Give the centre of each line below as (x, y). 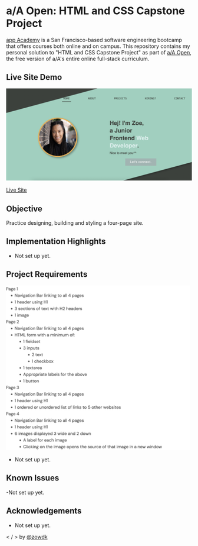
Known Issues (33, 478)
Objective (24, 209)
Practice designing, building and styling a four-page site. (75, 223)
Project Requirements (47, 274)
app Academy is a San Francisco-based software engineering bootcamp (94, 40)
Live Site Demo (34, 77)
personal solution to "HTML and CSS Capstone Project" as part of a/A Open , (99, 52)
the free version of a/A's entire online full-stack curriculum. (78, 59)
